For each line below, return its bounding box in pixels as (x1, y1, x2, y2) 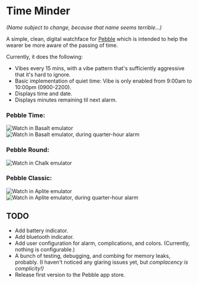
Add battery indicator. (14, 227, 68, 234)
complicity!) (14, 264, 45, 272)
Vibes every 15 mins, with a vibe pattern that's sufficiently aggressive (14, 64, 185, 72)
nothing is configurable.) (14, 245, 76, 253)
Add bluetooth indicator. (14, 233, 74, 240)
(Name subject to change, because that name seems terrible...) (6, 24, 162, 31)
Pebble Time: (6, 111, 46, 119)
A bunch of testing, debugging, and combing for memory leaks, (14, 252, 171, 259)
